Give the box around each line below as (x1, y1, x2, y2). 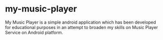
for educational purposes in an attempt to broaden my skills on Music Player (5, 24, 158, 30)
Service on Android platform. (5, 29, 63, 35)
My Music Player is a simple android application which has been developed (5, 19, 156, 25)
